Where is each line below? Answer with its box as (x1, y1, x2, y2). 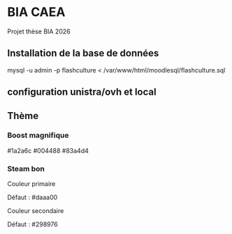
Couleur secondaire (7, 207, 64, 215)
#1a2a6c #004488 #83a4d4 (7, 146, 89, 155)
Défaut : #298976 (7, 220, 58, 228)
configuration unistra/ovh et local (7, 86, 157, 98)
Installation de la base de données (7, 47, 159, 59)
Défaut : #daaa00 (7, 193, 58, 202)
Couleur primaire (7, 180, 56, 188)
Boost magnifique (7, 130, 69, 140)
